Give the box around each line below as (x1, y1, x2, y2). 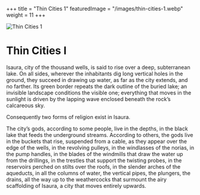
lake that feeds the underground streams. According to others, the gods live (6, 131, 193, 138)
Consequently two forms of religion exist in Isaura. (6, 113, 131, 120)
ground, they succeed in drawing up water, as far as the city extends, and (6, 76, 188, 83)
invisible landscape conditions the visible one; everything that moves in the (6, 89, 192, 96)
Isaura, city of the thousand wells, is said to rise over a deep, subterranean (6, 63, 190, 71)
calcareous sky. (6, 102, 45, 109)
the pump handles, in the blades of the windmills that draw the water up (6, 150, 184, 157)
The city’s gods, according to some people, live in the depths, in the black (6, 125, 189, 132)
